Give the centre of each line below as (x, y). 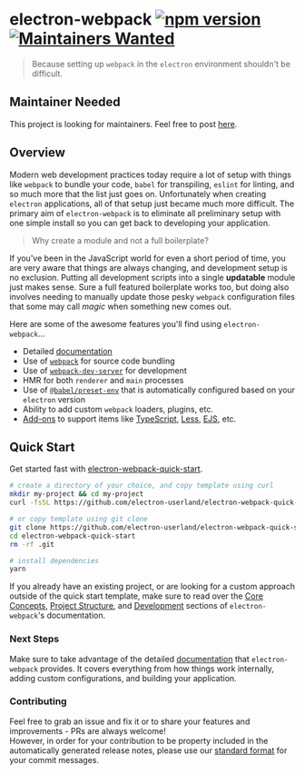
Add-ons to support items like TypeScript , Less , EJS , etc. (129, 419)
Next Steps (34, 639)
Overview (38, 153)
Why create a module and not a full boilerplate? (120, 240)
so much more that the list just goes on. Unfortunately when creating (138, 193)
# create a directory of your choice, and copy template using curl (142, 486)
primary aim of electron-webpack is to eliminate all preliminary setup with (145, 213)
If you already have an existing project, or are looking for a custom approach (152, 587)
